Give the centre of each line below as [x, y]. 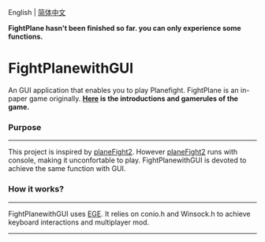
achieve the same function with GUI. [67, 169]
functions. [26, 36]
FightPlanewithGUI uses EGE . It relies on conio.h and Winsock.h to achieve [129, 214]
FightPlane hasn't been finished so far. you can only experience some [125, 28]
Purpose [25, 127]
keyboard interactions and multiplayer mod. [79, 222]
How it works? [36, 189]
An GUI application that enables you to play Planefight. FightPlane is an [123, 90]
